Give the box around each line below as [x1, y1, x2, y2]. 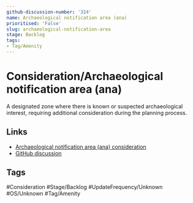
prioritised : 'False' [6, 20, 62, 26]
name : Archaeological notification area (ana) [6, 15, 127, 21]
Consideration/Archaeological [6, 70, 164, 83]
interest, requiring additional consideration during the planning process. [6, 109, 187, 116]
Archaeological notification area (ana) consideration [15, 143, 147, 150]
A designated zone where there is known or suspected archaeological [6, 102, 183, 110]
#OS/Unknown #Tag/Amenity [6, 190, 81, 197]
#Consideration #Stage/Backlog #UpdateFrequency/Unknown [6, 183, 163, 191]
